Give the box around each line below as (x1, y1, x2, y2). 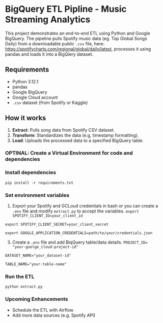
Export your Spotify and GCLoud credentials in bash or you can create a (12, 203, 158, 209)
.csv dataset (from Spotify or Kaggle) (12, 100, 88, 106)
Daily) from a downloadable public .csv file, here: (5, 40, 105, 46)
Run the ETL (5, 273, 34, 280)
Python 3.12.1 (12, 78, 39, 84)
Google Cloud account (12, 94, 58, 100)
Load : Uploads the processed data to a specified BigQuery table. (12, 137, 144, 144)
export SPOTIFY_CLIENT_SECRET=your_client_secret (5, 222, 109, 227)
